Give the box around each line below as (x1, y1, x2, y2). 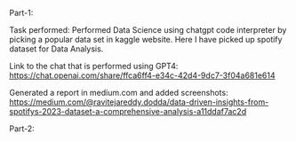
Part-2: (9, 123, 36, 134)
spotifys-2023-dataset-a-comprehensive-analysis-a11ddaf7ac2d (9, 106, 247, 116)
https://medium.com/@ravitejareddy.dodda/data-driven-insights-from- (9, 97, 269, 107)
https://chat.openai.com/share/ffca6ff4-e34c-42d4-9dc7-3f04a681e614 (9, 70, 276, 81)
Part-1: (9, 8, 34, 18)
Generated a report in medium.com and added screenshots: (9, 88, 228, 98)
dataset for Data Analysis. (9, 43, 104, 54)
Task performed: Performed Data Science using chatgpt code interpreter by (9, 25, 287, 35)
